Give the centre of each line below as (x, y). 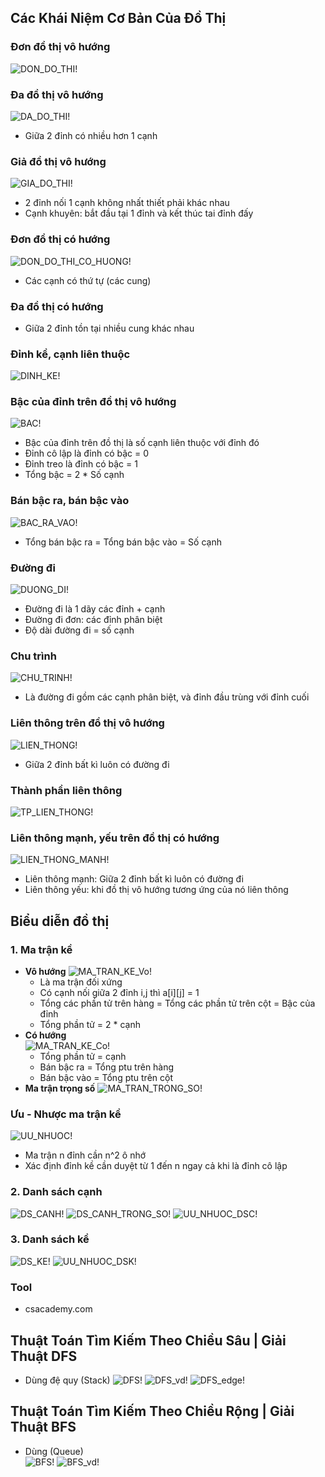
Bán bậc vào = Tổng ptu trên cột (106, 1077)
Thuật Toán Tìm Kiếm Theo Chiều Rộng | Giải (152, 1411)
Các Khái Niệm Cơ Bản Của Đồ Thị (118, 18)
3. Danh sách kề (50, 1239)
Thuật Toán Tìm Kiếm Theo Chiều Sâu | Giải (148, 1340)
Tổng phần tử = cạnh (83, 1056)
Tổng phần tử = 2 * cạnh (90, 1024)
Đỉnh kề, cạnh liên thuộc (70, 354)
